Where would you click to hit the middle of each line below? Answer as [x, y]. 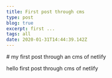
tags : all [19, 34]
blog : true [20, 23]
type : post [20, 17]
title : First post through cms [45, 12]
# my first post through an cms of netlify [56, 57]
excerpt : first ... [31, 28]
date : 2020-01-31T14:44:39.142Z [47, 40]
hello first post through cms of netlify [52, 68]
